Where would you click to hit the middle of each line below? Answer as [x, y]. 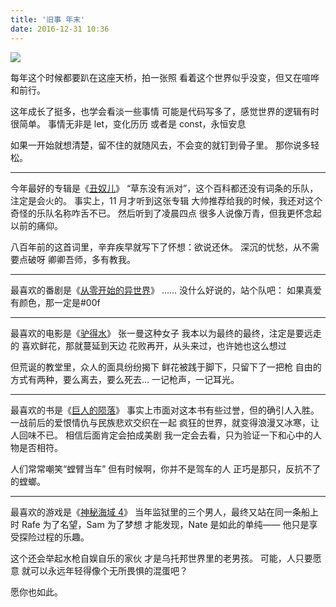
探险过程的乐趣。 [54, 537]
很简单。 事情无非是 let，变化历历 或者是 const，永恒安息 [128, 123]
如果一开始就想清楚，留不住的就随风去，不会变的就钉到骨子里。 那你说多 [160, 145]
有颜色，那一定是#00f [55, 302]
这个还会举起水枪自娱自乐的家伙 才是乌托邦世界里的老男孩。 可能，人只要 [161, 558]
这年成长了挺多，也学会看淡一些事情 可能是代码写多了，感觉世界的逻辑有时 [165, 111]
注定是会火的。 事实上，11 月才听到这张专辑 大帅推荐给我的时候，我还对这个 [166, 200]
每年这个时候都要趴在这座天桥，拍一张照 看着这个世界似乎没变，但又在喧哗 [165, 77]
